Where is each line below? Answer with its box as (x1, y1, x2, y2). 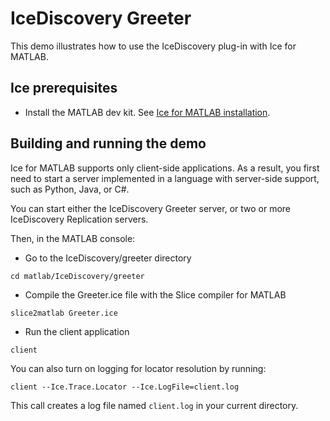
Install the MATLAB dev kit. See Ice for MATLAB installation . (24, 106, 271, 118)
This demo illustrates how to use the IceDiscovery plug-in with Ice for (10, 40, 297, 52)
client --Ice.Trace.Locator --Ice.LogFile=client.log (10, 382, 240, 392)
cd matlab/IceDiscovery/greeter (10, 271, 145, 281)
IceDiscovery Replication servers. (10, 213, 149, 225)
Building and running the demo (10, 135, 207, 152)
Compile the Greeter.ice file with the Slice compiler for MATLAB (24, 288, 287, 301)
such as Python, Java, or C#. (10, 183, 130, 195)
